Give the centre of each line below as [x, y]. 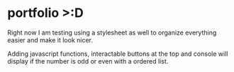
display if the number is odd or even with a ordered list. [88, 61]
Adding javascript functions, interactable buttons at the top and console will [118, 54]
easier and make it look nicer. [50, 40]
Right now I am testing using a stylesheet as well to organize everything [112, 32]
